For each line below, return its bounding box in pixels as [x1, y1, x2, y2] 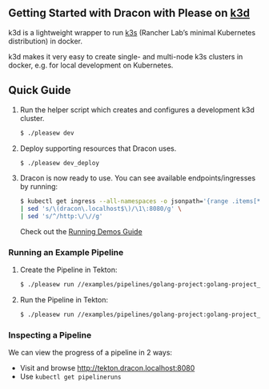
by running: [19, 182, 58, 192]
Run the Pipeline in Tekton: [19, 295, 109, 305]
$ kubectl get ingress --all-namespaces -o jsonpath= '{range [19, 197, 229, 205]
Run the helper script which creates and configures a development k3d [19, 104, 255, 115]
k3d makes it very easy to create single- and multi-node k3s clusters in [8, 51, 243, 61]
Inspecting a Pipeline [8, 329, 92, 340]
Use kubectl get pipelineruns [19, 372, 122, 382]
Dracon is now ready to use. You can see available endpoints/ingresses [19, 173, 256, 183]
